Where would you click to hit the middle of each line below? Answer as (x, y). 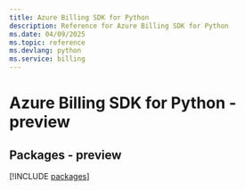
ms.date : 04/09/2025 (48, 34)
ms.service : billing (48, 59)
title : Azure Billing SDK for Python (79, 17)
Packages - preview (65, 155)
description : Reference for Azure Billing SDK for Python (119, 26)
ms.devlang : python (45, 51)
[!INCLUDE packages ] (49, 176)
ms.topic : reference (48, 42)
